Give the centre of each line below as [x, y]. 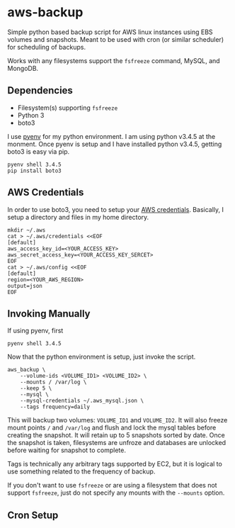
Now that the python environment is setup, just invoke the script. [102, 357]
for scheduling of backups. [47, 47]
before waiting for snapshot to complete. [67, 450]
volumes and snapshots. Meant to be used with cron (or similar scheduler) [116, 39]
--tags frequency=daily [55, 407]
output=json [25, 286]
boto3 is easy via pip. [39, 151]
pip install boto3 [34, 171]
